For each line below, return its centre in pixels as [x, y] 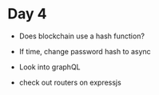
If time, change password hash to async [85, 51]
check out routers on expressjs [70, 82]
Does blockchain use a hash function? [82, 36]
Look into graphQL [50, 67]
